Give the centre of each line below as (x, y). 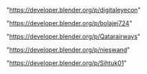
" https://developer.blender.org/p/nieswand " (68, 50)
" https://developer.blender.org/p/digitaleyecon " (74, 10)
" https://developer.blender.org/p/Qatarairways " (73, 36)
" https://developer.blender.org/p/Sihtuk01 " (67, 63)
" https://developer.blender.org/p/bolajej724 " (69, 23)
